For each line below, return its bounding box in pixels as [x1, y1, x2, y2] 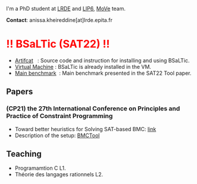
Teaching [6, 149, 42, 159]
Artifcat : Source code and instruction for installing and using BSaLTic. [14, 56, 190, 64]
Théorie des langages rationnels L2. [14, 171, 104, 178]
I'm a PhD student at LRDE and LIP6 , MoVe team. [6, 5, 126, 12]
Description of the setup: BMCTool [14, 132, 100, 139]
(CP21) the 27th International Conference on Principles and [6, 104, 180, 113]
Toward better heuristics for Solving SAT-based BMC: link [14, 125, 157, 132]
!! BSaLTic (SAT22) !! [6, 37, 110, 51]
